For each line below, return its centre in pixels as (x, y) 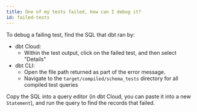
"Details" (35, 59)
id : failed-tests (28, 17)
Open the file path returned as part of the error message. (95, 72)
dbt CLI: (25, 65)
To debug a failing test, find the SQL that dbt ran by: (70, 34)
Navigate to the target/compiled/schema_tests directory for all (101, 78)
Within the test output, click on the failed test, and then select (100, 52)
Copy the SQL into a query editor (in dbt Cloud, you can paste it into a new (98, 96)
